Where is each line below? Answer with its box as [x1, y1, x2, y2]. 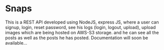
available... [5, 40, 27, 46]
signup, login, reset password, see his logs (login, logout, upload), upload [5, 24, 156, 30]
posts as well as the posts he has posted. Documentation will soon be [5, 35, 149, 41]
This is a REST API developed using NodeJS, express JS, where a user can [5, 19, 159, 25]
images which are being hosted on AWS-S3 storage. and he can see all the [5, 29, 159, 35]
